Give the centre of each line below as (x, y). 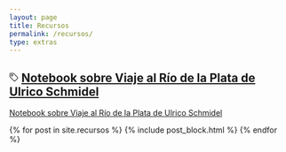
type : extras (33, 42)
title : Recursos (39, 26)
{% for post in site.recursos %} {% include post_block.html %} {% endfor (143, 130)
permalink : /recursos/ (51, 34)
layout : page (33, 17)
